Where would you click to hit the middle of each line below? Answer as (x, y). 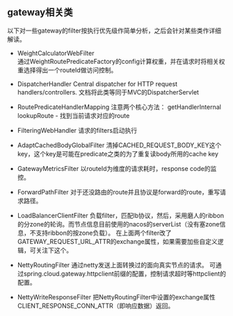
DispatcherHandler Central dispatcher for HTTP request (97, 84)
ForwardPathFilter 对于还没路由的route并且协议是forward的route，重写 (119, 192)
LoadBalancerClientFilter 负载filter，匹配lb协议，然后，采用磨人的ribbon (121, 215)
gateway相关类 (40, 13)
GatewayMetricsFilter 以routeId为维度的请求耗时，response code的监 (117, 168)
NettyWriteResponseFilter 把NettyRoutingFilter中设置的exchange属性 (116, 297)
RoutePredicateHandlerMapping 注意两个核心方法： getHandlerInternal (119, 107)
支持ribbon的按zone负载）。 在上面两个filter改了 (104, 233)
